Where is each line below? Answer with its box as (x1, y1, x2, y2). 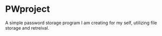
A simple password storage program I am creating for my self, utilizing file (5, 20, 157, 26)
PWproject (5, 3, 50, 15)
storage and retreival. (5, 25, 49, 31)
